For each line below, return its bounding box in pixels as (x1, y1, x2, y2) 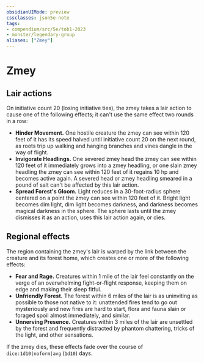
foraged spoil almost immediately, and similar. (15, 312, 131, 319)
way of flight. (15, 149, 49, 156)
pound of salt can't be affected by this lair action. (15, 181, 139, 189)
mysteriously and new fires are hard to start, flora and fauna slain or (15, 305, 186, 312)
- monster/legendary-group (6, 32, 75, 38)
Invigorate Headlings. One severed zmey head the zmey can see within (15, 155, 197, 162)
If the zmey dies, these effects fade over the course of (6, 343, 144, 350)
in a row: (6, 118, 29, 124)
